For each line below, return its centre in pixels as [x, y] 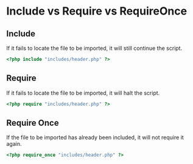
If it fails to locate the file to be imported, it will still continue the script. [94, 48]
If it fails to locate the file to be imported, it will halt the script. [83, 93]
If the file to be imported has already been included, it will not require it [95, 137]
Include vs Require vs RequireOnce [97, 11]
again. [14, 144]
